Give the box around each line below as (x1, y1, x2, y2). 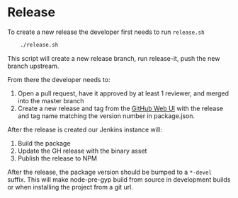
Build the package (17, 139, 71, 147)
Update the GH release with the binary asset (17, 146, 147, 155)
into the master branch (17, 96, 84, 105)
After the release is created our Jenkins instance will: (7, 125, 162, 134)
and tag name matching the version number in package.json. (17, 111, 195, 120)
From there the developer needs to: (7, 75, 110, 83)
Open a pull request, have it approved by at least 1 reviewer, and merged (17, 89, 229, 98)
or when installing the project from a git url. (7, 182, 133, 191)
